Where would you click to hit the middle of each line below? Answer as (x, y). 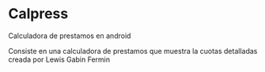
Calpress (38, 14)
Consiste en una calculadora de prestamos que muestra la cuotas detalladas (133, 51)
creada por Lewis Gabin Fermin (59, 59)
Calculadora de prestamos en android (70, 36)
